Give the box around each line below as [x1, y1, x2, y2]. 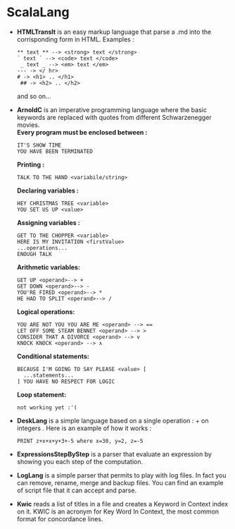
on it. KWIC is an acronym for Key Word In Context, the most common [16, 507, 220, 516]
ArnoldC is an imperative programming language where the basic [16, 105, 207, 114]
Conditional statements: [16, 352, 89, 360]
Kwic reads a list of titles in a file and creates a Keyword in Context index [16, 499, 229, 508]
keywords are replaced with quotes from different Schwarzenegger [16, 113, 212, 121]
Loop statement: [16, 390, 67, 399]
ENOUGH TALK [16, 250, 52, 257]
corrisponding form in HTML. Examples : [16, 35, 134, 43]
